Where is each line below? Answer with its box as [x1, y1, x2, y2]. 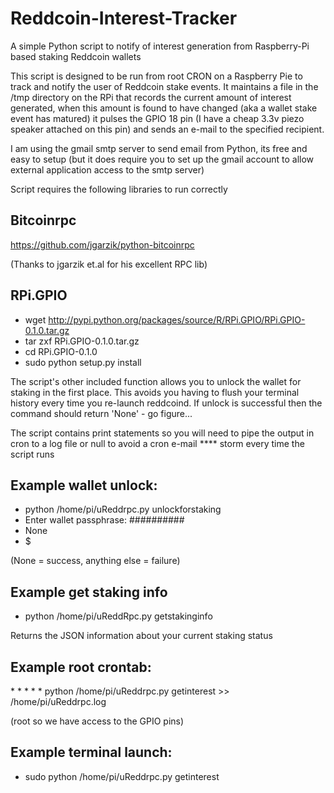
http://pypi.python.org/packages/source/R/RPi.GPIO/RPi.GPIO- [48, 313, 306, 326]
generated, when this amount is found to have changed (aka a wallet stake [10, 102, 318, 114]
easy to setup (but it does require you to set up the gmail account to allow [10, 153, 315, 165]
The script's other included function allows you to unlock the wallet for [10, 375, 302, 387]
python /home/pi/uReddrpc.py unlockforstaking [24, 503, 222, 516]
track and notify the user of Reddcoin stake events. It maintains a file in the [10, 80, 319, 92]
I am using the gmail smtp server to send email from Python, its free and [10, 142, 308, 154]
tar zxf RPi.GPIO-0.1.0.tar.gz [24, 335, 140, 347]
